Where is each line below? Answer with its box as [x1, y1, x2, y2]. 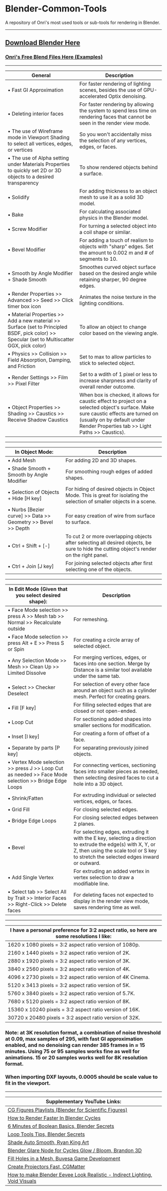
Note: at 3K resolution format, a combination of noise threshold [5, 1029, 161, 1036]
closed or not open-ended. [73, 707, 137, 714]
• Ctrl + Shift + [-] [7, 542, 50, 549]
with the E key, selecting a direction [73, 834, 157, 841]
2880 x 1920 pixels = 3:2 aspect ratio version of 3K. [7, 957, 131, 964]
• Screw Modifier [7, 225, 48, 232]
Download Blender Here [5, 38, 81, 47]
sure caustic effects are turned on [79, 410, 159, 417]
